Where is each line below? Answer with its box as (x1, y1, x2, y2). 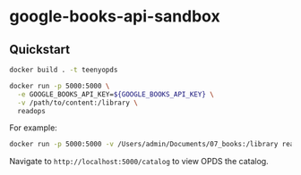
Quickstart (9, 42, 71, 57)
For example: (9, 122, 58, 133)
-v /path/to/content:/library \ (17, 98, 139, 107)
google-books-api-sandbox (9, 6, 221, 27)
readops (17, 106, 47, 115)
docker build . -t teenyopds (9, 65, 118, 74)
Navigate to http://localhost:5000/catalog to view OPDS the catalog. (9, 156, 269, 167)
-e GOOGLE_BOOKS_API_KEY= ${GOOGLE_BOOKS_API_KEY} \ (17, 89, 215, 99)
